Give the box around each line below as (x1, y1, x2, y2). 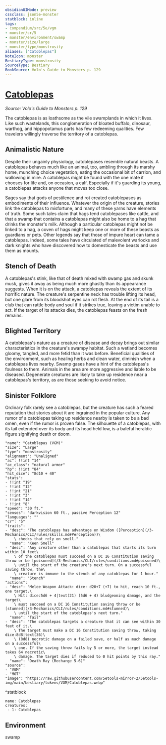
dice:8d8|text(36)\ (5, 632, 46, 637)
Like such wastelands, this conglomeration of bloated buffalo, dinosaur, (5, 120, 151, 126)
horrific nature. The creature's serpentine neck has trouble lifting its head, (5, 291, 156, 297)
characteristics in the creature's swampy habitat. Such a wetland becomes (5, 345, 158, 351)
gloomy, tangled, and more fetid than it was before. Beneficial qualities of (5, 351, 155, 357)
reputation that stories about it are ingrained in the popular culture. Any (5, 410, 150, 416)
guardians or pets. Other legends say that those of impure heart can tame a (5, 232, 160, 238)
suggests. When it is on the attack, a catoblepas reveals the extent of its (5, 286, 153, 292)
